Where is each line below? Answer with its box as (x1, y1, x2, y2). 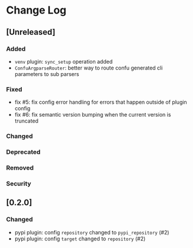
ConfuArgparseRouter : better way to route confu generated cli (14, 64, 163, 71)
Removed (6, 163, 34, 171)
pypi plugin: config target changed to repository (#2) (14, 235, 146, 242)
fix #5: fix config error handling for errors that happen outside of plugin (14, 98, 187, 106)
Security (6, 179, 31, 187)
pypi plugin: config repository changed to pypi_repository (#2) (14, 229, 169, 236)
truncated (14, 117, 39, 124)
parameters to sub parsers (14, 70, 79, 77)
